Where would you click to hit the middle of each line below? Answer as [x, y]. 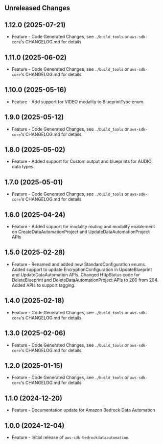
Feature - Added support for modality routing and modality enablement [83, 227]
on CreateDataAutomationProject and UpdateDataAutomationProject [81, 232]
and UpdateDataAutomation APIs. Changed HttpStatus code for [76, 274]
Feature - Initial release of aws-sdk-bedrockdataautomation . [71, 437]
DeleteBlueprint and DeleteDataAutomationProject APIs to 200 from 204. [85, 280]
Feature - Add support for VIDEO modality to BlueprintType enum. [78, 102]
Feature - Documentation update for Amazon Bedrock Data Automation [83, 410]
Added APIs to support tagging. [43, 285]
